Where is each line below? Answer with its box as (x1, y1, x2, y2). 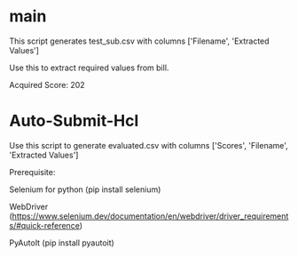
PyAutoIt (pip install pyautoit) (9, 237, 115, 248)
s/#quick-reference (9, 220, 80, 230)
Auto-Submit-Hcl (9, 111, 139, 131)
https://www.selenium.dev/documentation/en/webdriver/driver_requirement (12, 211, 289, 221)
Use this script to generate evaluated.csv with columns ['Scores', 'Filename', (9, 140, 288, 150)
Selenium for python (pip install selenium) (9, 184, 161, 195)
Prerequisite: (9, 166, 56, 177)
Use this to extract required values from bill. (9, 62, 169, 73)
